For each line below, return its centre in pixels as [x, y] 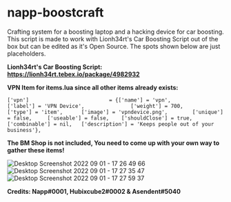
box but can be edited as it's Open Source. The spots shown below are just [114, 46]
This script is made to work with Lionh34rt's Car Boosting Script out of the [113, 38]
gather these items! [36, 150]
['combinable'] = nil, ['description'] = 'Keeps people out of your [111, 124]
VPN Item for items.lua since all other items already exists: [93, 87]
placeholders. [27, 54]
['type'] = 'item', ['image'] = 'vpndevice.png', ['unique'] [115, 112]
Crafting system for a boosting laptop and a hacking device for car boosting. [115, 32]
